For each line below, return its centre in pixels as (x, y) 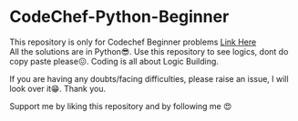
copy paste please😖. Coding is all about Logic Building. (114, 61)
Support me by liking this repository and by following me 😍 (121, 106)
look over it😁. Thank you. (58, 88)
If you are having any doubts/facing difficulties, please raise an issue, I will (149, 78)
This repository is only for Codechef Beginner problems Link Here (133, 42)
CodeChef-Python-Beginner (119, 17)
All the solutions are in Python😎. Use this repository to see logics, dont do (149, 51)
